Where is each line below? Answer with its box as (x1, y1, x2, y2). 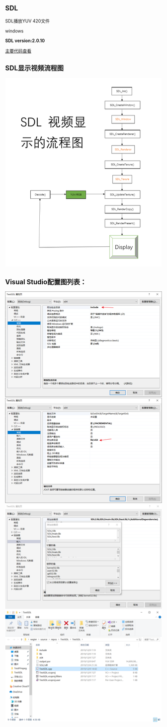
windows (5, 27, 24, 34)
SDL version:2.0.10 (5, 37, 45, 43)
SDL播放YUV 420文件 (5, 17, 50, 24)
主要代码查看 (5, 47, 31, 54)
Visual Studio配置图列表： (5, 277, 87, 286)
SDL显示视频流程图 (5, 64, 64, 72)
